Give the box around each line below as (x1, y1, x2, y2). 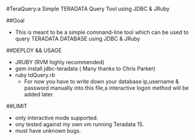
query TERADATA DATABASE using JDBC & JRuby (15, 35, 140, 42)
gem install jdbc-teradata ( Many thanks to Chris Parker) (15, 65, 156, 72)
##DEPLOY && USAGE (6, 47, 62, 54)
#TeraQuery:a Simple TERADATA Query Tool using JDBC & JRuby (6, 5, 170, 12)
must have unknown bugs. (15, 127, 82, 134)
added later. (24, 91, 55, 98)
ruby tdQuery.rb (15, 72, 56, 78)
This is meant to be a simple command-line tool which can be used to (15, 28, 189, 36)
